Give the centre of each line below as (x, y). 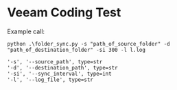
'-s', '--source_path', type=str (55, 62)
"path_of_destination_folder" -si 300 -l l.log (76, 50)
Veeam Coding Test (64, 13)
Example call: (26, 31)
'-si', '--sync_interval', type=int (59, 74)
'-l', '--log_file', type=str (50, 80)
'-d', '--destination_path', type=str (62, 67)
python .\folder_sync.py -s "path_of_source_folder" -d (88, 44)
